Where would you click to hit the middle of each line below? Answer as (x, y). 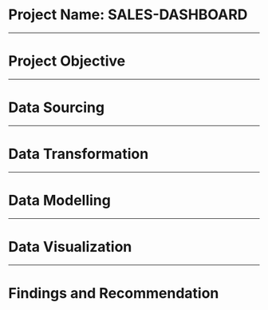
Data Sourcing (57, 107)
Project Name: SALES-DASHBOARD (128, 15)
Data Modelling (60, 200)
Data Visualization (70, 246)
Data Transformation (79, 154)
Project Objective (67, 61)
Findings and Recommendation (114, 293)
